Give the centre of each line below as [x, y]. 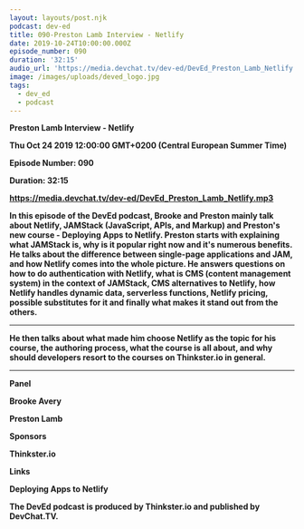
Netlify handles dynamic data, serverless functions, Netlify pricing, [139, 293]
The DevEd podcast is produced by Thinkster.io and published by [135, 507]
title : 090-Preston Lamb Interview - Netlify [96, 34]
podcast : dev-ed [40, 26]
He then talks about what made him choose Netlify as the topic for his [143, 338]
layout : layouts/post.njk [58, 18]
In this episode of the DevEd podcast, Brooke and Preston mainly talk [142, 216]
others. [24, 312]
